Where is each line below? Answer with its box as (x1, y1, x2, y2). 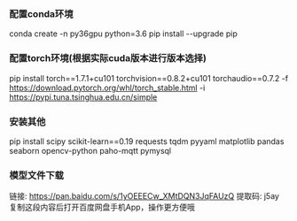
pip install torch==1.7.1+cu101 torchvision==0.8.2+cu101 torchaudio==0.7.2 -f (9, 72, 289, 83)
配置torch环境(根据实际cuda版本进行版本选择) (9, 52, 207, 65)
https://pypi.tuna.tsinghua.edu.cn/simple (9, 91, 158, 103)
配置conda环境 (9, 7, 74, 19)
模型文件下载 (9, 169, 65, 181)
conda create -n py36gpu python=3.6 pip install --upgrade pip (9, 28, 238, 39)
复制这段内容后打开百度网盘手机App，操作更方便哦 (9, 202, 195, 213)
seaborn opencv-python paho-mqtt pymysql (9, 145, 171, 156)
